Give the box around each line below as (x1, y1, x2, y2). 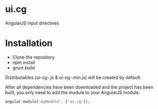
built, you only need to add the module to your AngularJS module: (5, 89, 141, 95)
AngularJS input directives (5, 20, 59, 26)
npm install (12, 59, 35, 65)
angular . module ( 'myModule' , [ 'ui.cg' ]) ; (5, 99, 91, 104)
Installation (5, 37, 53, 49)
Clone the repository (12, 54, 55, 60)
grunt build (12, 64, 35, 70)
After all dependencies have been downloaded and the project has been (5, 84, 154, 90)
